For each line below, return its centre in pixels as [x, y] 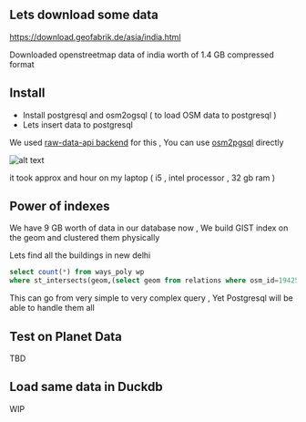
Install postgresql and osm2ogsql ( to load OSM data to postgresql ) [149, 115]
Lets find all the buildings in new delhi [80, 255]
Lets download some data [84, 15]
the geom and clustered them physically [85, 238]
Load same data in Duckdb [86, 387]
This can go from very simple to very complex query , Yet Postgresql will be [151, 298]
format [22, 64]
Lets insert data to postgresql [78, 124]
